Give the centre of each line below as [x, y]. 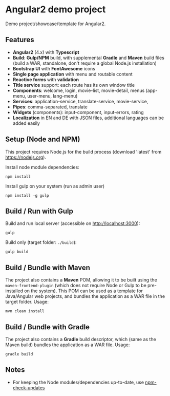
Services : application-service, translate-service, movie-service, [80, 101]
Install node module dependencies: [42, 167]
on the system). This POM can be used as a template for [84, 291]
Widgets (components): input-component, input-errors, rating [78, 112]
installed [14, 291]
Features [20, 40]
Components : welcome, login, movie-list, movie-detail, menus [79, 90]
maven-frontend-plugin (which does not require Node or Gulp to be [76, 286]
